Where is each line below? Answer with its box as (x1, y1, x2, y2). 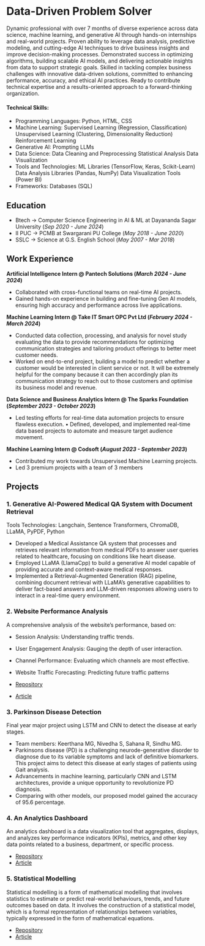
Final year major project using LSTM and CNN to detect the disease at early (6, 722, 197, 729)
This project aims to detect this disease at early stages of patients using (15, 760, 197, 767)
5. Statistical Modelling (6, 874, 76, 883)
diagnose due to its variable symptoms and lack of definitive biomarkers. (15, 753, 199, 760)
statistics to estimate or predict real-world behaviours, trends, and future (6, 895, 190, 902)
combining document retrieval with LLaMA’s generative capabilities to (15, 579, 191, 586)
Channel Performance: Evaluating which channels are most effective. (15, 657, 190, 664)
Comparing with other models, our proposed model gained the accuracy (15, 792, 198, 800)
